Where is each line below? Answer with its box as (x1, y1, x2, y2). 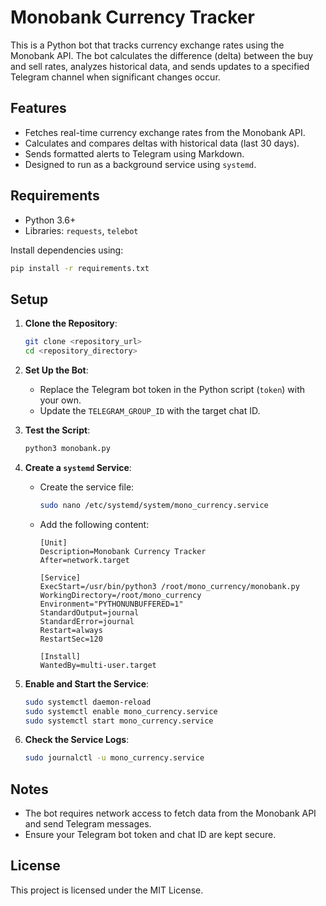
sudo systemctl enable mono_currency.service (24, 706, 218, 716)
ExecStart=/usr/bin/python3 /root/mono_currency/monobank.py (39, 581, 300, 591)
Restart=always (39, 625, 103, 635)
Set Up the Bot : (24, 364, 89, 376)
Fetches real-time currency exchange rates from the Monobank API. (24, 126, 306, 138)
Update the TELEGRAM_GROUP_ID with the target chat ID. (39, 405, 261, 416)
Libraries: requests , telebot (24, 224, 139, 236)
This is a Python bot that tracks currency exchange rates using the (10, 39, 285, 51)
